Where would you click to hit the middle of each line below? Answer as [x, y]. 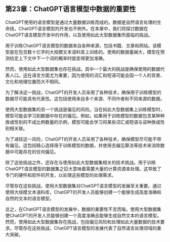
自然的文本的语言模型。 [30, 198]
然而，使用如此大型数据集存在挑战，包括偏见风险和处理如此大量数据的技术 [83, 222]
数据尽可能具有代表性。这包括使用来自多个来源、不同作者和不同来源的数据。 [85, 99]
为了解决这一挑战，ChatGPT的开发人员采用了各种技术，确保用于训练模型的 [83, 92]
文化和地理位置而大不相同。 [34, 81]
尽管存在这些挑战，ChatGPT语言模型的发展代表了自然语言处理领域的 [86, 228]
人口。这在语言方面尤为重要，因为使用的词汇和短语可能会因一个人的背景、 [87, 75]
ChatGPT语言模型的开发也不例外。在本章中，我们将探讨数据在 [83, 28]
